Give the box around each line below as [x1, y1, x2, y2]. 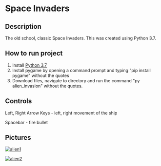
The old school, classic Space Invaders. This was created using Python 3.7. [5, 35, 157, 41]
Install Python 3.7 [12, 62, 47, 68]
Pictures [5, 133, 31, 142]
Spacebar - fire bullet [5, 119, 48, 125]
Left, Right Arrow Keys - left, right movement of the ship [5, 110, 118, 116]
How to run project [5, 49, 63, 57]
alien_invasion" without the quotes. [12, 83, 83, 89]
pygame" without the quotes [12, 73, 69, 78]
